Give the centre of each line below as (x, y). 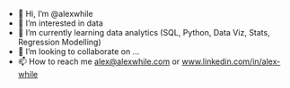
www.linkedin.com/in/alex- (231, 61)
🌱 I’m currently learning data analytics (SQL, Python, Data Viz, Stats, (144, 32)
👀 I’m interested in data (60, 23)
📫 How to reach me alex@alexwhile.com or (99, 61)
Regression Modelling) (59, 42)
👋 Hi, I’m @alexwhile (55, 14)
